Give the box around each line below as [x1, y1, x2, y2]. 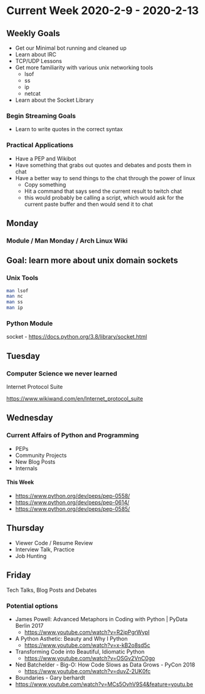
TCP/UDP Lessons [15, 58, 62, 64]
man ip [6, 304, 23, 311]
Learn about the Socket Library [15, 96, 94, 104]
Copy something [24, 181, 66, 188]
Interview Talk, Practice [15, 546, 75, 553]
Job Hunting [15, 552, 47, 559]
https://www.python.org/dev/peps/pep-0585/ [15, 505, 130, 512]
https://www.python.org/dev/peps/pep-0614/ [15, 499, 130, 506]
